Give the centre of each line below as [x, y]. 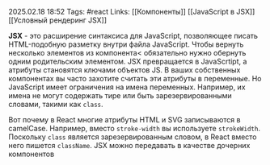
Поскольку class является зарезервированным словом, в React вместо [133, 137]
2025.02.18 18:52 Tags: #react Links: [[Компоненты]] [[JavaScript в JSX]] [132, 12]
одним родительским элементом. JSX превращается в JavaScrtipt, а [128, 61]
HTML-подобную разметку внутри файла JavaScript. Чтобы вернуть [126, 44]
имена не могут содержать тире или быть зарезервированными [120, 95]
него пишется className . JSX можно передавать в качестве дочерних [129, 145]
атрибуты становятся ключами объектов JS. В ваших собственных [124, 70]
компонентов [32, 154]
